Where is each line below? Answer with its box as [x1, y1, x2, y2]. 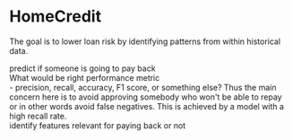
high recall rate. [9, 110, 67, 121]
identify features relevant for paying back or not [9, 119, 186, 131]
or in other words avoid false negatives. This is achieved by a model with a [9, 101, 285, 111]
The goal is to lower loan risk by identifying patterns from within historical [9, 36, 280, 47]
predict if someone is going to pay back [9, 63, 156, 74]
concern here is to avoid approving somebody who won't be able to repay [9, 92, 282, 102]
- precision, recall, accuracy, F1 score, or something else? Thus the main [9, 82, 277, 92]
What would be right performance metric [9, 72, 160, 83]
